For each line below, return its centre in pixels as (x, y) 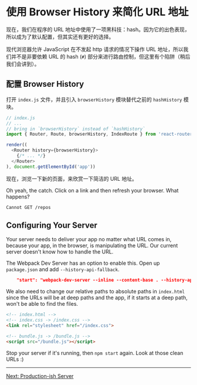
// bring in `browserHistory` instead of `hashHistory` (76, 129)
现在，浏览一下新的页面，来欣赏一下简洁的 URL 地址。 (72, 178)
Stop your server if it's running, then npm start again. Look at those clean (95, 353)
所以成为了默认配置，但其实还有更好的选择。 (60, 36)
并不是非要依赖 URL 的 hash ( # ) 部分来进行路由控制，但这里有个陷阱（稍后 (101, 56)
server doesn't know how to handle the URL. (60, 252)
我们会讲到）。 (23, 64)
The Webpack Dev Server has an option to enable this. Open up (83, 263)
